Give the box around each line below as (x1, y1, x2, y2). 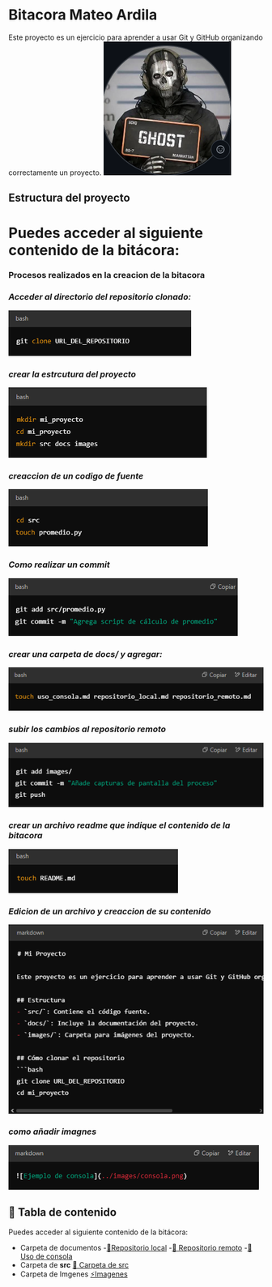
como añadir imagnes (8, 1126, 97, 1137)
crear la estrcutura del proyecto (8, 369, 136, 380)
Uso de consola (19, 1251, 73, 1261)
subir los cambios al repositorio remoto (8, 723, 167, 735)
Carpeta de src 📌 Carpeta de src (19, 1259, 130, 1269)
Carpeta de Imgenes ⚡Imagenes (19, 1269, 128, 1279)
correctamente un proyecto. (8, 168, 102, 177)
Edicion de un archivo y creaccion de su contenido (8, 906, 212, 917)
